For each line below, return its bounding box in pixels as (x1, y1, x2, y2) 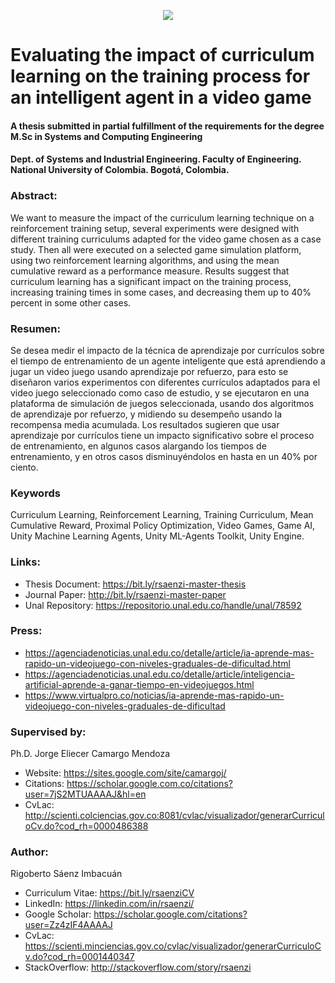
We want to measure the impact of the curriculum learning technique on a (10, 211, 315, 224)
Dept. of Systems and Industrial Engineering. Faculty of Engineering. (10, 153, 302, 165)
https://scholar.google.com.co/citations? (66, 778, 233, 790)
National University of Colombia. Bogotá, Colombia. (10, 164, 230, 176)
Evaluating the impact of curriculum (10, 44, 315, 67)
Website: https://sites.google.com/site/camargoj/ (24, 767, 227, 779)
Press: (10, 624, 43, 638)
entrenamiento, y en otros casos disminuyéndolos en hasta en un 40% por (10, 450, 318, 462)
